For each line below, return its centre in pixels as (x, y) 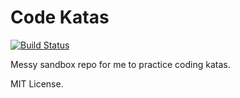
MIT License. (37, 83)
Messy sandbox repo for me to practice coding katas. (120, 64)
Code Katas (60, 17)
